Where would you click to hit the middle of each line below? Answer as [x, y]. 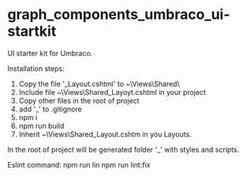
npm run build [41, 126]
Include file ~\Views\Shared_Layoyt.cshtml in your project [112, 92]
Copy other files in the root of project [79, 100]
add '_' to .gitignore [50, 109]
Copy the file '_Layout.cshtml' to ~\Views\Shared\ [99, 84]
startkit [32, 31]
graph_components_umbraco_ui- [119, 15]
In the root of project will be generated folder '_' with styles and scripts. [123, 149]
